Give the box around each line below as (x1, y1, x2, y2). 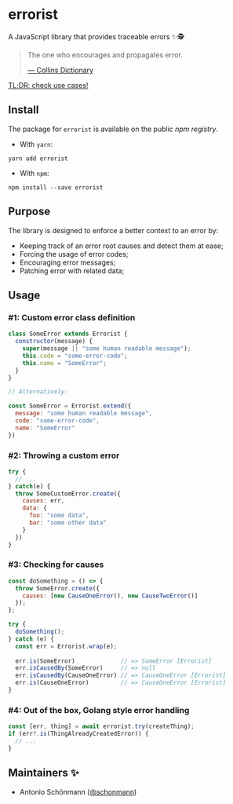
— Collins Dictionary (27, 65, 94, 75)
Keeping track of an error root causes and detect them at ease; (19, 241, 224, 250)
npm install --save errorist (8, 183, 104, 192)
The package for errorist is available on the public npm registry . (8, 124, 218, 133)
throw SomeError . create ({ (15, 584, 100, 592)
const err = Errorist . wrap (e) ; (15, 642, 118, 650)
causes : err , (22, 497, 65, 505)
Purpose (8, 205, 51, 218)
